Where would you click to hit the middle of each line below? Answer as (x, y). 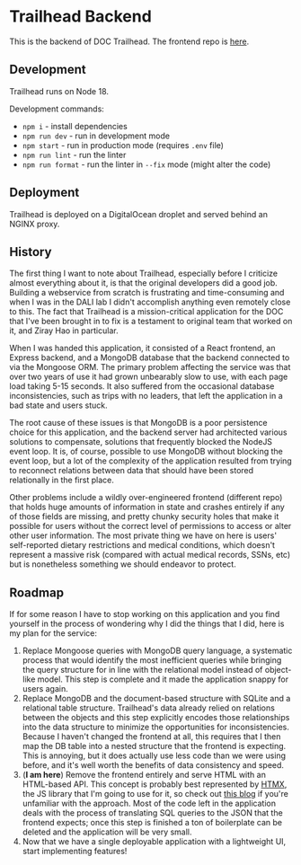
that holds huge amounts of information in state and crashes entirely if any (147, 507)
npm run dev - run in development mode (96, 136)
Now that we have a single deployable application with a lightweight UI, (154, 842)
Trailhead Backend (81, 17)
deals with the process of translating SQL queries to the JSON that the (152, 813)
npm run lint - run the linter (74, 154)
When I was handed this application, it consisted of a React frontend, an (142, 349)
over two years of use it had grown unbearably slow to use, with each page (149, 377)
